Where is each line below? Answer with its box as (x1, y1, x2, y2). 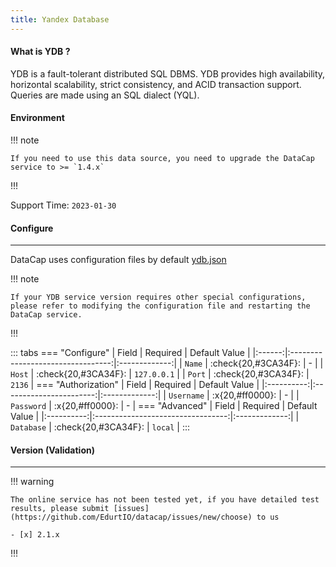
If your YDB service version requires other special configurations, (10, 292, 307, 303)
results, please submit (10, 504, 110, 514)
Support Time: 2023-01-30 (10, 199, 117, 211)
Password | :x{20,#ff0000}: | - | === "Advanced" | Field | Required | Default (10, 400, 318, 412)
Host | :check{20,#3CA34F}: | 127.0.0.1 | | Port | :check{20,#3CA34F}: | (10, 368, 310, 380)
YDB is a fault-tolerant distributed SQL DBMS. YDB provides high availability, (10, 67, 326, 80)
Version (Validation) (10, 444, 95, 456)
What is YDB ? (10, 46, 71, 58)
